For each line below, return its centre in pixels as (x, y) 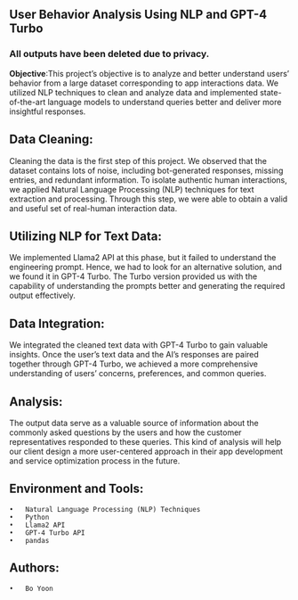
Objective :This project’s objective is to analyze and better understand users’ (149, 73)
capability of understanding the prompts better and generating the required (147, 286)
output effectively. (42, 296)
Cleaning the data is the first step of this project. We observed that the (138, 160)
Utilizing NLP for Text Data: (85, 236)
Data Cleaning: (51, 140)
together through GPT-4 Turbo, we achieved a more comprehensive (133, 364)
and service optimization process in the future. (95, 460)
